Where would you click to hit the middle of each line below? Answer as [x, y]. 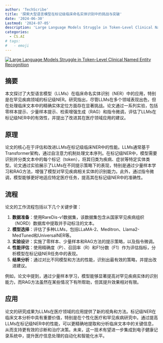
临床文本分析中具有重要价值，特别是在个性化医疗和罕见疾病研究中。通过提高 [81, 317]
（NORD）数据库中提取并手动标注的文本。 [54, 223]
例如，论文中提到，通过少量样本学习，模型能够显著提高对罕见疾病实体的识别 [81, 276]
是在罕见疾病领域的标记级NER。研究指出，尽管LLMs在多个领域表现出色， [78, 99]
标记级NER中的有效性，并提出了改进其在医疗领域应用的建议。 [67, 118]
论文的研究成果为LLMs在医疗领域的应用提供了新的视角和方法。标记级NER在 [81, 311]
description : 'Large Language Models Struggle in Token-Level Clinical [79, 28]
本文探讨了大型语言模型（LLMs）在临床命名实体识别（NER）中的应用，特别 [81, 94]
